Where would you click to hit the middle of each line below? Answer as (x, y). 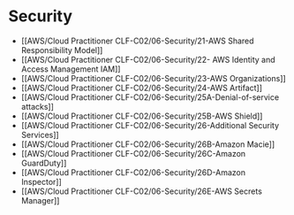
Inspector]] (41, 181)
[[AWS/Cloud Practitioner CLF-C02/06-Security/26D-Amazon (133, 172)
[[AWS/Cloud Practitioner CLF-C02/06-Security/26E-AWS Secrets (141, 191)
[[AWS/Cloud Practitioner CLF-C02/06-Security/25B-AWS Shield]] (142, 116)
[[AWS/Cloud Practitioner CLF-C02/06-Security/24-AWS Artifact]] (141, 88)
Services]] (40, 134)
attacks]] (38, 106)
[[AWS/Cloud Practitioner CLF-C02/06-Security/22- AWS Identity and (148, 59)
